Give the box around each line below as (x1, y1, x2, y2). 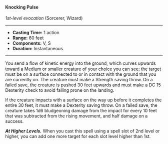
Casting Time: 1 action (12, 30, 59, 36)
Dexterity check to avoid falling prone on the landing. (5, 87, 114, 93)
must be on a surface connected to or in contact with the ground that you (5, 71, 156, 77)
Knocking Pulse (5, 4, 39, 10)
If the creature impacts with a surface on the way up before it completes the (5, 97, 162, 103)
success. (5, 118, 24, 124)
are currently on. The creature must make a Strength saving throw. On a (5, 77, 153, 83)
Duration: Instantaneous (12, 46, 63, 52)
